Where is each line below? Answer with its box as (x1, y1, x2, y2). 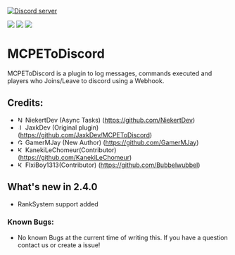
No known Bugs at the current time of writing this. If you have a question (17, 233, 228, 242)
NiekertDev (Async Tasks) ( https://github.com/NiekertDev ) (25, 116, 196, 124)
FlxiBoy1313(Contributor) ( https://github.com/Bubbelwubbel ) (25, 161, 201, 169)
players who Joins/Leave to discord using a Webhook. (7, 76, 165, 85)
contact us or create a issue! (17, 240, 101, 249)
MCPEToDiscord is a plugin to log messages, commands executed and (7, 69, 212, 77)
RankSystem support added (17, 199, 99, 208)
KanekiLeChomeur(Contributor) (25, 145, 117, 154)
